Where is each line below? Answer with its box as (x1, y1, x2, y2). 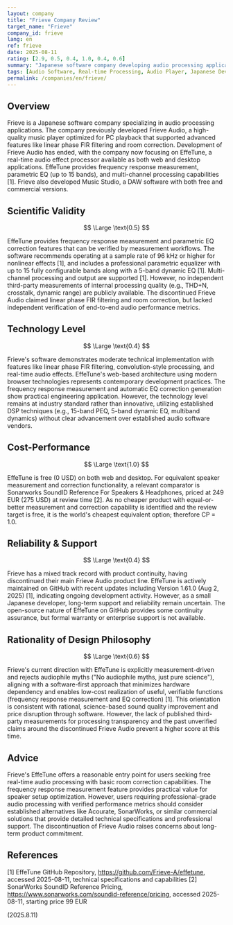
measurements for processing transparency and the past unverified (24, 717, 217, 725)
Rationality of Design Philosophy (7, 634, 151, 646)
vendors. (7, 421, 33, 430)
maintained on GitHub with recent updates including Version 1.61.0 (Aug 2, (7, 584, 220, 593)
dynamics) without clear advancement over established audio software (7, 414, 210, 422)
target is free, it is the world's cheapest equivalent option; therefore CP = (7, 510, 216, 519)
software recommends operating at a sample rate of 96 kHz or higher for (7, 252, 216, 260)
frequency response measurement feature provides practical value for (7, 785, 208, 794)
